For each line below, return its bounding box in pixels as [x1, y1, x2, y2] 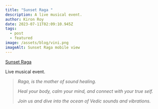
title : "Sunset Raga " [5, 7, 53, 13]
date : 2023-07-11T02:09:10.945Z [5, 21, 73, 27]
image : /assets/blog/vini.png [5, 40, 69, 45]
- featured [10, 36, 33, 41]
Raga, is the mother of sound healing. [17, 78, 96, 84]
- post [10, 31, 24, 36]
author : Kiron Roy [5, 17, 44, 22]
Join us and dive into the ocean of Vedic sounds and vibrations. [17, 98, 151, 104]
